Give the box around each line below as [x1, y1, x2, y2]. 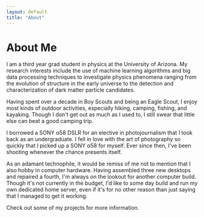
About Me [6, 41, 57, 55]
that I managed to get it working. [6, 192, 88, 200]
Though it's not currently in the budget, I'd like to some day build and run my [6, 179, 198, 187]
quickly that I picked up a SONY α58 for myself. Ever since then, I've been [6, 142, 191, 149]
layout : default [6, 8, 47, 15]
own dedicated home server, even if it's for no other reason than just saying [6, 186, 196, 193]
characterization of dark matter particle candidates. [6, 86, 135, 94]
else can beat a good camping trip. [6, 118, 94, 125]
